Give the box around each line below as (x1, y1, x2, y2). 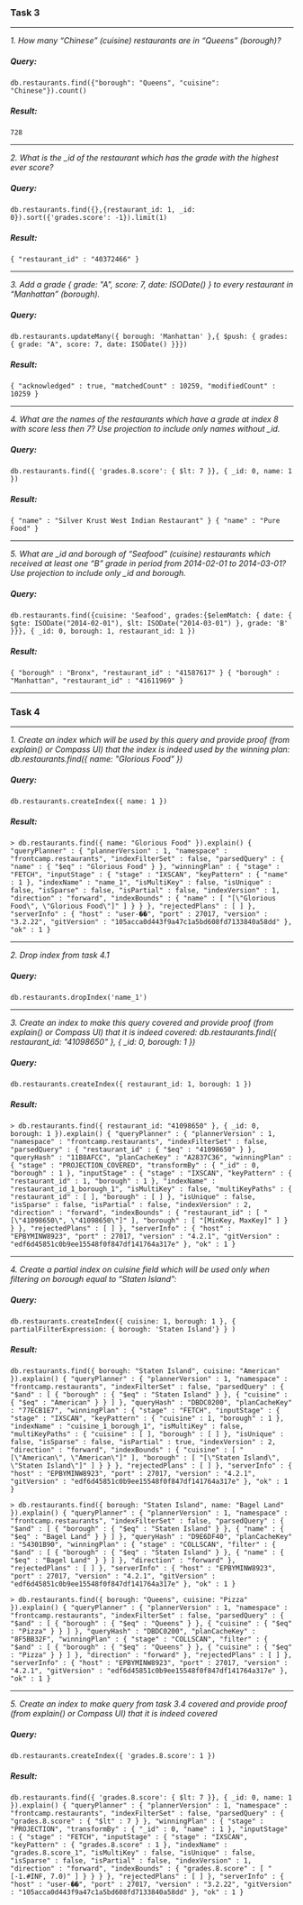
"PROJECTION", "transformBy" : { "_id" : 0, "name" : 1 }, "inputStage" (10, 1825, 289, 1834)
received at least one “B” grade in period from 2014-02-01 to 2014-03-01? (10, 558, 287, 569)
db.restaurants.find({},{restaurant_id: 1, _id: (10, 206, 196, 215)
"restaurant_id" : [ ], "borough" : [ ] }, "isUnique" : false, (10, 1193, 256, 1202)
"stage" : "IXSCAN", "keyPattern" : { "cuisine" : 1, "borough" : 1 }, (10, 1414, 284, 1424)
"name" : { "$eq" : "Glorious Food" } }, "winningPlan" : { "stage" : (10, 863, 281, 872)
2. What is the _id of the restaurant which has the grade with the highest (10, 152, 280, 163)
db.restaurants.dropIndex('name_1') (10, 994, 147, 1003)
